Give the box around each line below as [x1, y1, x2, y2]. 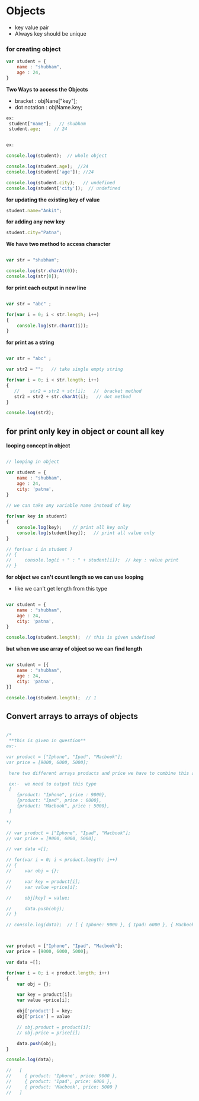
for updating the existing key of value [6, 196, 100, 203]
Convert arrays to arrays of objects [6, 711, 138, 721]
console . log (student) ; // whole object [6, 153, 108, 159]
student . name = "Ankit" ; [6, 207, 62, 213]
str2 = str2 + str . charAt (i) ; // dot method [14, 393, 131, 399]
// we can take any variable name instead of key [6, 503, 131, 509]
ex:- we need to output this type [8, 781, 97, 787]
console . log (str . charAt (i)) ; [17, 323, 89, 329]
